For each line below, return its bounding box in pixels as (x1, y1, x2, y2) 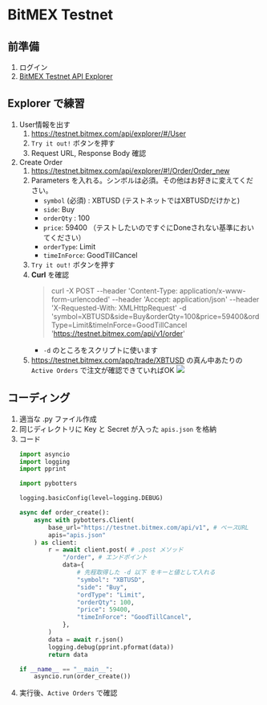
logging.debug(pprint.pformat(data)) (48, 643, 174, 651)
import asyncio (18, 450, 71, 458)
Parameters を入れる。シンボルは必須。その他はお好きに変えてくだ (30, 175, 254, 185)
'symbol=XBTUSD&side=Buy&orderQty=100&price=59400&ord (51, 311, 260, 321)
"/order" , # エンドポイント (62, 553, 148, 562)
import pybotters (18, 480, 78, 488)
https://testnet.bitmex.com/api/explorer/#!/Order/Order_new (30, 166, 230, 175)
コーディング (7, 391, 71, 405)
